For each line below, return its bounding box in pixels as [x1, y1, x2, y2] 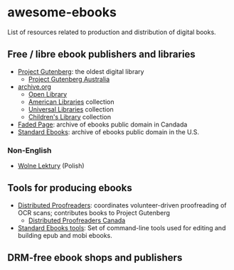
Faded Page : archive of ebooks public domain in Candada [17, 120, 188, 129]
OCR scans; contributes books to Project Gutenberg [17, 208, 171, 217]
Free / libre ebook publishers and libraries [7, 48, 196, 60]
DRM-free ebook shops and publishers [7, 252, 183, 264]
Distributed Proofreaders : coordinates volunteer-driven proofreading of [17, 200, 227, 210]
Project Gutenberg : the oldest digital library [17, 67, 144, 75]
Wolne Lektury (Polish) [17, 161, 85, 171]
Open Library [28, 90, 68, 98]
